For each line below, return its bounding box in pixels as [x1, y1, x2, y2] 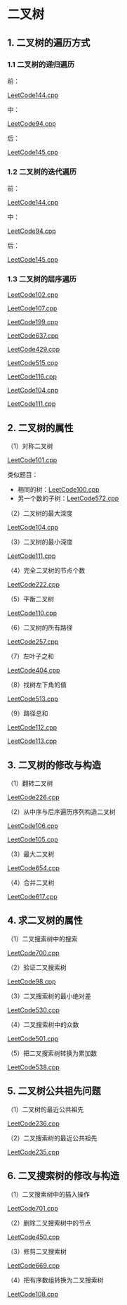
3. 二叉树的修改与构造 [7, 759, 102, 771]
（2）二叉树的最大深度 [7, 509, 73, 518]
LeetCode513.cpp [7, 694, 58, 704]
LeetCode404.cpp [7, 666, 60, 675]
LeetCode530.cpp [7, 1005, 60, 1014]
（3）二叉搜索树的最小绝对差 [7, 991, 91, 1000]
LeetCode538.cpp [7, 1063, 60, 1071]
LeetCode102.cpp [7, 291, 58, 299]
